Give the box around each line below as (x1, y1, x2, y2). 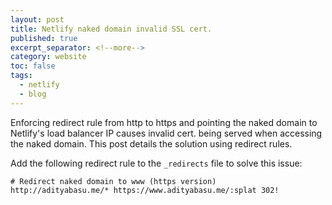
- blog (19, 89, 47, 99)
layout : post (10, 14, 65, 25)
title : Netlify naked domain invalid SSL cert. (10, 24, 213, 34)
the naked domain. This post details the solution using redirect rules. (10, 137, 293, 150)
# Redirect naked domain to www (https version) (10, 176, 217, 186)
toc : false (10, 61, 56, 71)
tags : (10, 71, 33, 81)
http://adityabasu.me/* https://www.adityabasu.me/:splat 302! (10, 185, 280, 195)
